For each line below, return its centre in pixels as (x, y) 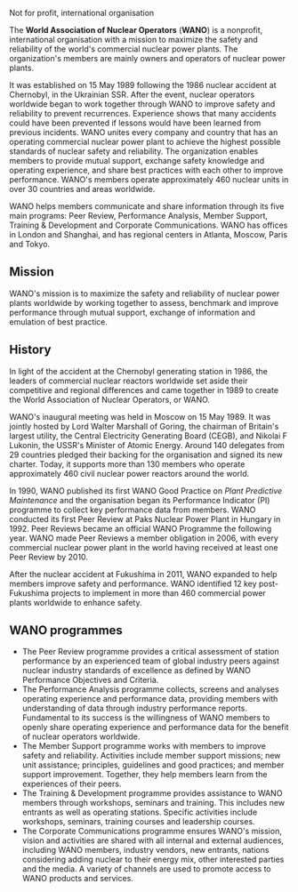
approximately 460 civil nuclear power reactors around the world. (129, 473)
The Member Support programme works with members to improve (144, 746)
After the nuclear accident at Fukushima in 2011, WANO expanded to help (143, 574)
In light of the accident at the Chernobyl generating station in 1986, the (139, 371)
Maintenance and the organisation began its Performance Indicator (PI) (140, 500)
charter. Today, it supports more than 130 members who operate (127, 464)
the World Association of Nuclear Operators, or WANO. (110, 399)
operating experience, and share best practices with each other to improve (146, 170)
